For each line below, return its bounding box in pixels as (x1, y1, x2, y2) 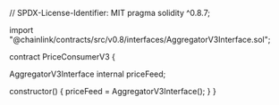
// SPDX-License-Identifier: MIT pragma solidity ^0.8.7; (9, 8, 211, 18)
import (9, 25, 34, 35)
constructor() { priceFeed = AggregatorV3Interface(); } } (9, 86, 216, 96)
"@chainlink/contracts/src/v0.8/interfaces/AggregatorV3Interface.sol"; (9, 35, 271, 44)
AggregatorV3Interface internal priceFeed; (9, 69, 166, 79)
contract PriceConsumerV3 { (9, 52, 116, 61)
